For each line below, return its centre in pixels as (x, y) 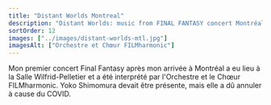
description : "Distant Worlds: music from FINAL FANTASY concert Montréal (137, 23)
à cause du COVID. (40, 94)
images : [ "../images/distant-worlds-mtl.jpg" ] (88, 38)
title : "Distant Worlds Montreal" (67, 16)
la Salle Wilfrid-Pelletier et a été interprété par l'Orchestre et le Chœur (124, 77)
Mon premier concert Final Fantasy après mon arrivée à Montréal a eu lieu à (134, 68)
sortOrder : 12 (32, 30)
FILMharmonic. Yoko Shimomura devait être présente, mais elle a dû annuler (135, 86)
